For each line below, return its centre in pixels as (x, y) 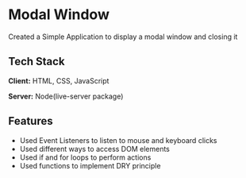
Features (31, 121)
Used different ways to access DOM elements (95, 149)
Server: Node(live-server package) (66, 96)
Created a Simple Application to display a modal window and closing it (123, 37)
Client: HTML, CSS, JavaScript (59, 80)
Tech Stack (37, 62)
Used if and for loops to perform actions (85, 157)
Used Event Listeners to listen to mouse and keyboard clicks (118, 140)
